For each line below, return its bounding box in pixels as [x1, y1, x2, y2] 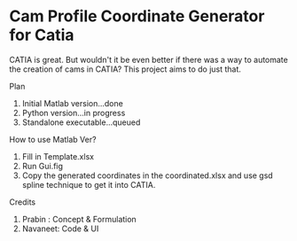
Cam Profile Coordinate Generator [9, 6, 265, 27]
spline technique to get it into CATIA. [21, 179, 156, 190]
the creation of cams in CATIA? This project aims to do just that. [9, 64, 242, 74]
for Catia [9, 25, 74, 45]
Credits [9, 197, 36, 207]
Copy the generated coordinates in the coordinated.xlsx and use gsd [21, 170, 273, 181]
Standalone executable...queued [21, 117, 141, 128]
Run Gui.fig [21, 160, 64, 171]
